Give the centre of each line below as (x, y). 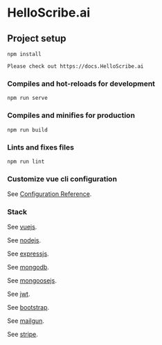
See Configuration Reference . (49, 194)
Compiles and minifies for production (71, 116)
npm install (24, 54)
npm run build (28, 130)
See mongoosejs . (32, 281)
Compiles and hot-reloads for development (81, 83)
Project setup (37, 38)
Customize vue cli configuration (62, 179)
